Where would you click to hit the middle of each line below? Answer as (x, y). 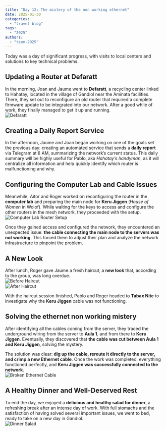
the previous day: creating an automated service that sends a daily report (81, 148)
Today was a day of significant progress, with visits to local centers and (78, 56)
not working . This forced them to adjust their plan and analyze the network (82, 238)
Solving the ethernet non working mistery (71, 317)
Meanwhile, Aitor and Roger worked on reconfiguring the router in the (76, 197)
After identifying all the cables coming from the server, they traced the (77, 328)
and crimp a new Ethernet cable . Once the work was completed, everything (83, 359)
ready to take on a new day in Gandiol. (44, 418)
